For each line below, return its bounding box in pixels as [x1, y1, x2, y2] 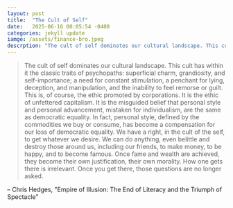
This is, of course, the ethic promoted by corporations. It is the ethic [24, 91, 219, 99]
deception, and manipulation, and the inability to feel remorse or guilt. [24, 84, 223, 92]
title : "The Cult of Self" [7, 17, 89, 24]
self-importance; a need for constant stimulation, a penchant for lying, [24, 76, 225, 84]
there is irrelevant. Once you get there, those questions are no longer [24, 164, 222, 173]
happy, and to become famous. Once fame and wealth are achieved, [24, 150, 220, 158]
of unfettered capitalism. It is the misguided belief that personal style [24, 98, 221, 106]
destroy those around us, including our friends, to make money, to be [24, 143, 222, 150]
